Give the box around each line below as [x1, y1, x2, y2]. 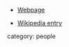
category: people [7, 32, 57, 40]
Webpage [17, 6, 45, 14]
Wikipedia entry [17, 19, 62, 27]
